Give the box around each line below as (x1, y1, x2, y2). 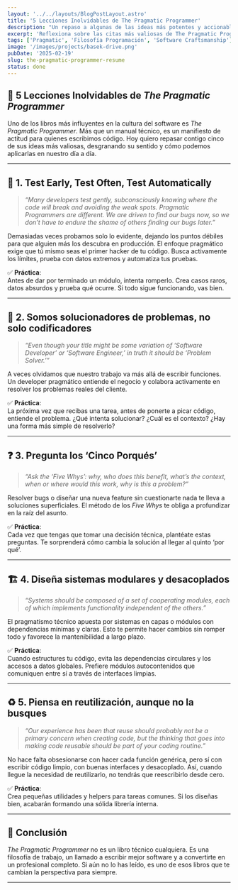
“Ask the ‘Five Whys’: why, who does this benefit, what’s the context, (24, 472, 227, 480)
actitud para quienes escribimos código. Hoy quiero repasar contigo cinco (7, 134, 225, 143)
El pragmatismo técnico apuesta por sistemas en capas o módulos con (7, 617, 214, 625)
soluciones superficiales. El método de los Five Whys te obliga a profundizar (7, 501, 230, 510)
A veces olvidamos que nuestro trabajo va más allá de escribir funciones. (7, 370, 222, 378)
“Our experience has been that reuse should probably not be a (24, 726, 209, 735)
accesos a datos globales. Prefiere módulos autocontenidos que (7, 661, 195, 670)
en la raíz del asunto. (7, 508, 69, 517)
